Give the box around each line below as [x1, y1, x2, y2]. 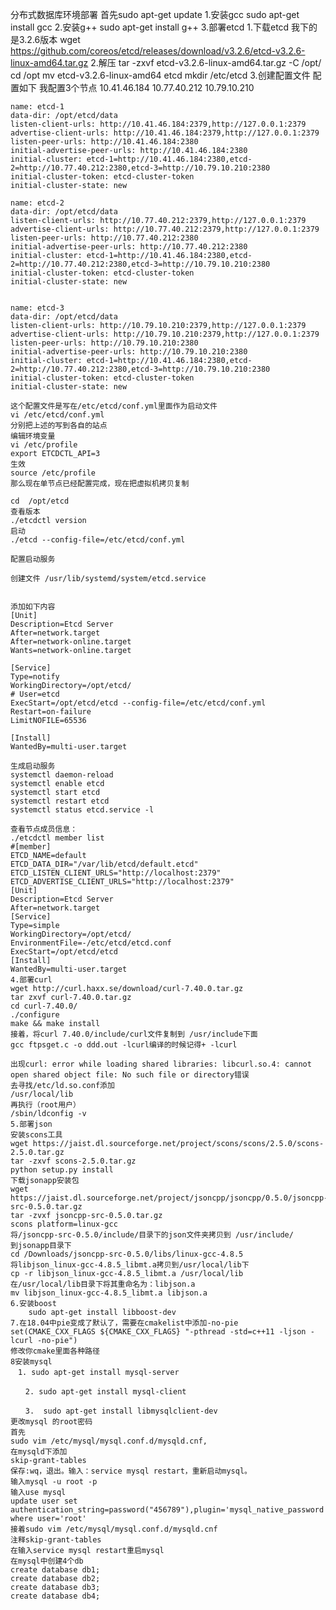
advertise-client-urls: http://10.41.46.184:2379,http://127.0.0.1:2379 [10, 128, 320, 138]
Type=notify [10, 672, 60, 682]
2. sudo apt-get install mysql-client [24, 1387, 187, 1397]
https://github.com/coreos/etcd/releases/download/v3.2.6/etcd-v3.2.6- [10, 45, 306, 57]
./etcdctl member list [10, 833, 105, 843]
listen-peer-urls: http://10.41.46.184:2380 [10, 137, 199, 147]
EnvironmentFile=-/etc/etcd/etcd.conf [10, 938, 172, 948]
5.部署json [10, 1119, 53, 1129]
